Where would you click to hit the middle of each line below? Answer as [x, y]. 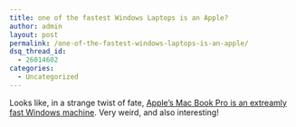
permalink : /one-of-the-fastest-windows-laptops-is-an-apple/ [129, 43]
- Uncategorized [48, 77]
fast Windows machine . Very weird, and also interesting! [114, 112]
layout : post [34, 34]
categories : [32, 69]
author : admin [36, 26]
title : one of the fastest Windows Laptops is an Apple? [119, 18]
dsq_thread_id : [38, 52]
